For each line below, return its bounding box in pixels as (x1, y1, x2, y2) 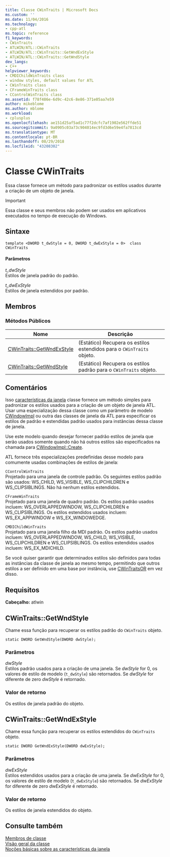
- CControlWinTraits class (5, 92, 62, 97)
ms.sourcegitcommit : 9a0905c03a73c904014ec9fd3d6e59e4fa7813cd (5, 125, 142, 130)
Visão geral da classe (5, 840, 50, 846)
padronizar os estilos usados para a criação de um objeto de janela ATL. (5, 402, 156, 408)
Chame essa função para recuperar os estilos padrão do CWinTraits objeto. (5, 627, 163, 633)
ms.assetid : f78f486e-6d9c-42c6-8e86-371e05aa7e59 (5, 97, 114, 102)
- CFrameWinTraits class (5, 87, 58, 93)
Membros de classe (5, 835, 47, 841)
